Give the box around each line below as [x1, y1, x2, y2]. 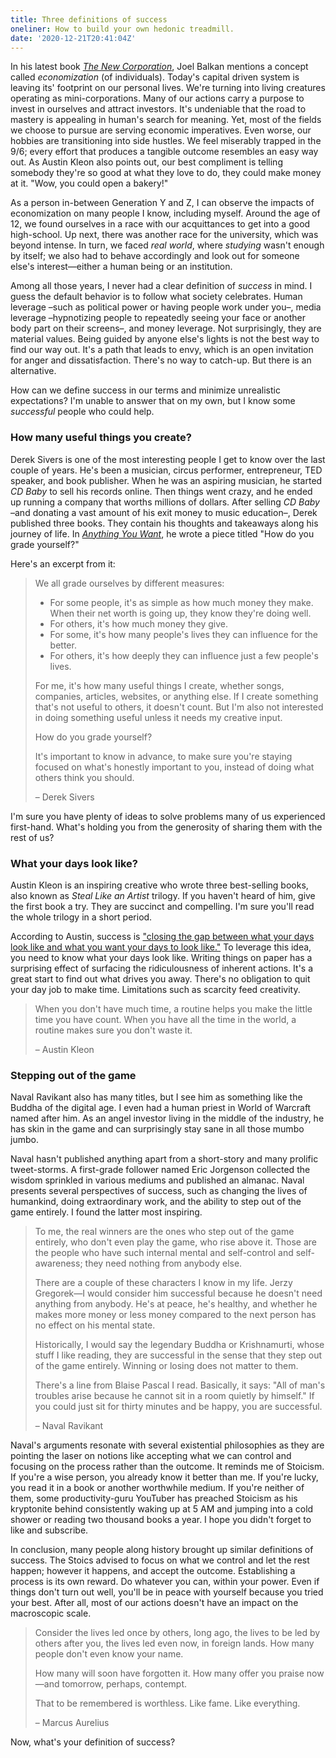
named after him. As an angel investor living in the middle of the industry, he [10, 1112, 325, 1125]
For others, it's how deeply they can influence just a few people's [49, 649, 319, 661]
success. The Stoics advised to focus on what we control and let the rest [10, 1554, 310, 1566]
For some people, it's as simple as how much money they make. [49, 596, 314, 608]
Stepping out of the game [10, 1068, 137, 1082]
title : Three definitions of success [10, 14, 168, 25]
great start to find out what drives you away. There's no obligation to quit [10, 972, 311, 985]
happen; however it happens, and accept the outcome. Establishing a [10, 1565, 296, 1577]
